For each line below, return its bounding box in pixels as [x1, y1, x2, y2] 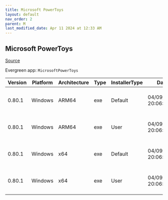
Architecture [58, 79, 89, 86]
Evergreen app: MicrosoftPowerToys [5, 67, 78, 73]
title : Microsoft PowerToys [5, 7, 64, 12]
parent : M [5, 21, 26, 26]
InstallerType [110, 79, 143, 86]
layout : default [5, 12, 39, 17]
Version [7, 79, 27, 86]
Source [5, 57, 20, 63]
